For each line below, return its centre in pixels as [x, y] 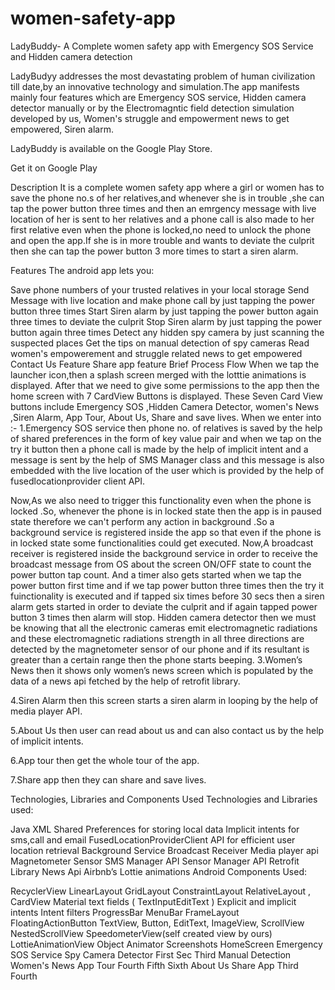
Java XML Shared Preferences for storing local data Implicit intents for [155, 829]
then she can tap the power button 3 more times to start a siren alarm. [154, 251]
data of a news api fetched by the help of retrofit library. [125, 681]
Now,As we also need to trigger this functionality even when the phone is [161, 500]
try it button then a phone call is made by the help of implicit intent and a [159, 449]
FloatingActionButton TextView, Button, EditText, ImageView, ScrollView [157, 923]
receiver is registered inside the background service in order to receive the [164, 553]
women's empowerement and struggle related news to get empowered [156, 353]
